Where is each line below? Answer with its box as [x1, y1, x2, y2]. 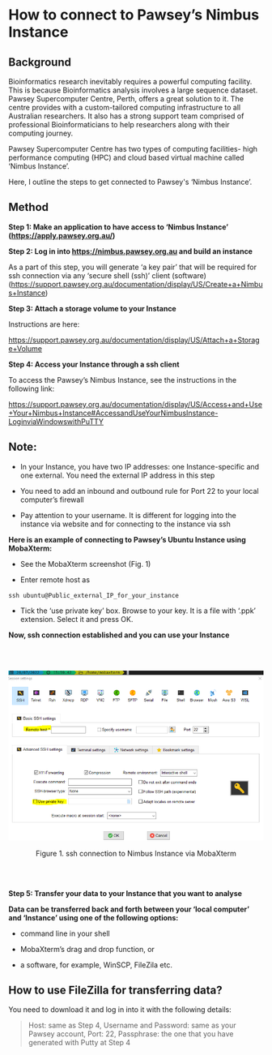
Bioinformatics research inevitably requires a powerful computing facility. [8, 77, 253, 86]
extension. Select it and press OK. [19, 614, 134, 624]
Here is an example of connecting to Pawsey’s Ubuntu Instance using [8, 534, 247, 544]
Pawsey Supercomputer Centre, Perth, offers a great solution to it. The [8, 94, 244, 103]
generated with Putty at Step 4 [28, 1038, 131, 1048]
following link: [8, 384, 55, 393]
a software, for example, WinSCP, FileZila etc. [19, 959, 172, 970]
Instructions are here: [8, 319, 80, 329]
